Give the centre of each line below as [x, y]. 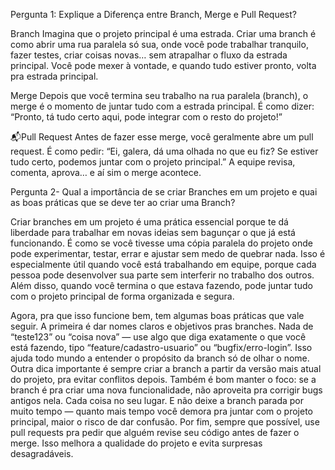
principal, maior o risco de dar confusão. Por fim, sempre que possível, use [165, 422]
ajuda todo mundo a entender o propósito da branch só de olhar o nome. [160, 358]
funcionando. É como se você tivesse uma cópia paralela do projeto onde [161, 243]
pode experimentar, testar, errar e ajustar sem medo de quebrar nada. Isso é [168, 253]
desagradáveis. [42, 453]
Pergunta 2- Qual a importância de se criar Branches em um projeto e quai [164, 192]
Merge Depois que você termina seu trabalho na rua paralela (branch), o [159, 95]
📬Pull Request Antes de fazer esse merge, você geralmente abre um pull [162, 137]
